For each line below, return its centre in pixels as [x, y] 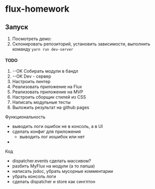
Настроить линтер [31, 82]
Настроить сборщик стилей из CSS [49, 97]
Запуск [17, 27]
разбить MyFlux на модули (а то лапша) [54, 166]
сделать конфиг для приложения [46, 132]
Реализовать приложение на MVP [48, 92]
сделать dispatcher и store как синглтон [54, 182]
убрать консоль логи [34, 176]
